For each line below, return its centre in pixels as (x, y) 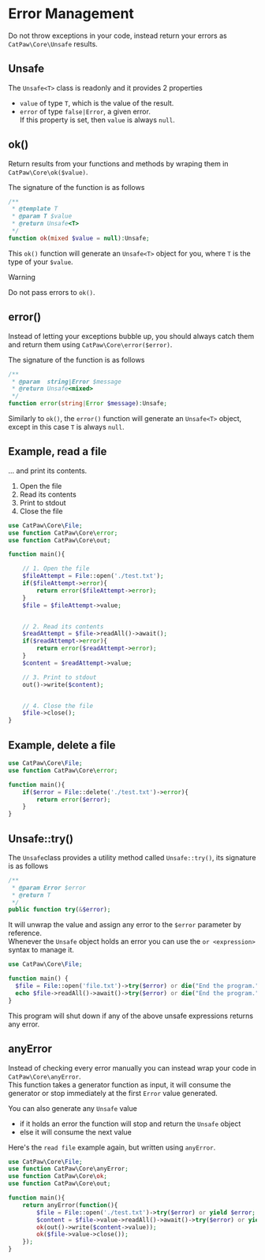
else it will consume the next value (76, 1131)
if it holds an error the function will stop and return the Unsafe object (130, 1124)
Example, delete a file (62, 745)
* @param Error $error (49, 888)
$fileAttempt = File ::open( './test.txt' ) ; (93, 576)
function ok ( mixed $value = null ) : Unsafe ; (79, 238)
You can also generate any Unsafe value (73, 1108)
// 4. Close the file (58, 706)
